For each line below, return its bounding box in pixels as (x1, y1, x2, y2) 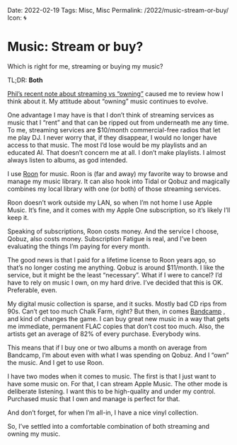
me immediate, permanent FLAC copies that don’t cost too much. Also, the (7, 322, 225, 330)
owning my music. (7, 429, 61, 438)
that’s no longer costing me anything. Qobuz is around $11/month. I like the (7, 263, 225, 272)
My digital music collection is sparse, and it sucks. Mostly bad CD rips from (7, 299, 227, 308)
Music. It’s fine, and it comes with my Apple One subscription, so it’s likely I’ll (7, 205, 231, 214)
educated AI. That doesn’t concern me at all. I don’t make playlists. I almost (7, 148, 226, 156)
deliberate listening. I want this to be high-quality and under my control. (7, 387, 216, 395)
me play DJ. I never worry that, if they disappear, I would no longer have (7, 133, 217, 141)
